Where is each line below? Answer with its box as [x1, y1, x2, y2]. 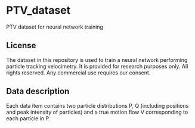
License [6, 40, 36, 51]
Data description [6, 86, 70, 96]
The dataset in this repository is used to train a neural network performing [6, 56, 188, 63]
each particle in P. [6, 114, 51, 122]
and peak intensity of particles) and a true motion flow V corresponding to [6, 108, 188, 115]
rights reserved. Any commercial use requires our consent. [6, 69, 151, 76]
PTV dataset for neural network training [6, 23, 103, 30]
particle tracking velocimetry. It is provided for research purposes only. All [6, 63, 188, 70]
